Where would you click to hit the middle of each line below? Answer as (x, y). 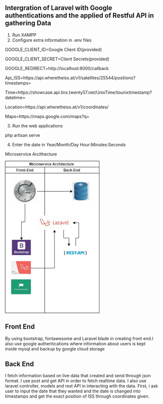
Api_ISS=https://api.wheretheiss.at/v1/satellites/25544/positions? (70, 78)
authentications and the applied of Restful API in (80, 16)
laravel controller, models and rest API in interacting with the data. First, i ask (81, 386)
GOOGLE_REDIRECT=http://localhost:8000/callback (57, 68)
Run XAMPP (24, 35)
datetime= (15, 97)
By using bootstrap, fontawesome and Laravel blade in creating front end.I (79, 338)
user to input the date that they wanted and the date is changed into (73, 391)
